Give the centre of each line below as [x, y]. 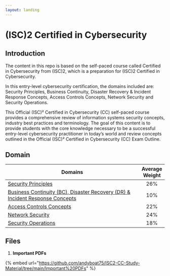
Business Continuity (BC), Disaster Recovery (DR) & [69, 192]
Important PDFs [29, 253]
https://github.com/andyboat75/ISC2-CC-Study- [89, 263]
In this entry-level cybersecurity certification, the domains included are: [80, 86]
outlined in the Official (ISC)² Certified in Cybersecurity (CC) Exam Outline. [83, 139]
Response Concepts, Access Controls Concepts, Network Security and [79, 97]
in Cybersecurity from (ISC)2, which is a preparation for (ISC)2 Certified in [83, 71]
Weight [152, 175]
